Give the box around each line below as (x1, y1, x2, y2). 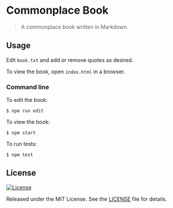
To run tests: (6, 141, 37, 148)
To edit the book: (6, 97, 48, 104)
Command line (6, 83, 50, 91)
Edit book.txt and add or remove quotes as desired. (6, 56, 134, 63)
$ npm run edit (6, 108, 44, 114)
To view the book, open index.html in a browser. (6, 68, 125, 75)
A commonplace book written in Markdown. (20, 23, 128, 30)
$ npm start (6, 130, 36, 136)
